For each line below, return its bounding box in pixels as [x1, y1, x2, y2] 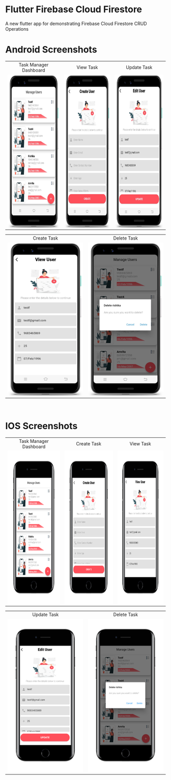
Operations [5, 26, 29, 32]
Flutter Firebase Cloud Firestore [5, 4, 142, 15]
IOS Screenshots [5, 420, 78, 432]
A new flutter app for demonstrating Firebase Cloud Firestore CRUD [5, 20, 147, 27]
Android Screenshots [5, 44, 98, 56]
